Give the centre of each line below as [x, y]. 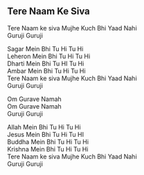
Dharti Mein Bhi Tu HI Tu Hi [46, 63]
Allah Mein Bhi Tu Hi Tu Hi [44, 127]
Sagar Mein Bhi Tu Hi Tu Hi [45, 48]
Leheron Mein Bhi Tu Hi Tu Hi [49, 56]
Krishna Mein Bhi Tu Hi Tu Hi [48, 149]
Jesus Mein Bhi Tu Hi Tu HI [46, 134]
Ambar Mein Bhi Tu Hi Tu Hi [46, 71]
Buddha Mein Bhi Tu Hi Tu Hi [48, 142]
